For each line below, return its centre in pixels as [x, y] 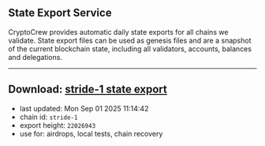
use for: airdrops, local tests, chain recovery [91, 133]
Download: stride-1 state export [88, 90]
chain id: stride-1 [49, 117]
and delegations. [35, 57]
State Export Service [60, 13]
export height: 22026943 [58, 125]
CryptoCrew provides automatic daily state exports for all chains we [118, 32]
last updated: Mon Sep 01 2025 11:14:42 [84, 108]
